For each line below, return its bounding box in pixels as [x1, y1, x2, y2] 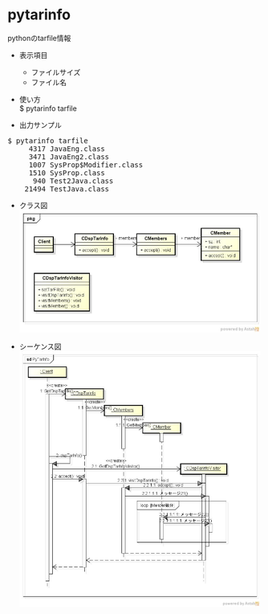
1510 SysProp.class [28, 168, 105, 178]
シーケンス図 [18, 342, 62, 351]
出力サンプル [18, 120, 62, 129]
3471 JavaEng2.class [28, 152, 110, 162]
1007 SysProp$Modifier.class [28, 160, 144, 170]
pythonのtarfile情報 [7, 33, 71, 43]
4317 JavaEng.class [28, 144, 105, 153]
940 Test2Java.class [32, 176, 114, 186]
